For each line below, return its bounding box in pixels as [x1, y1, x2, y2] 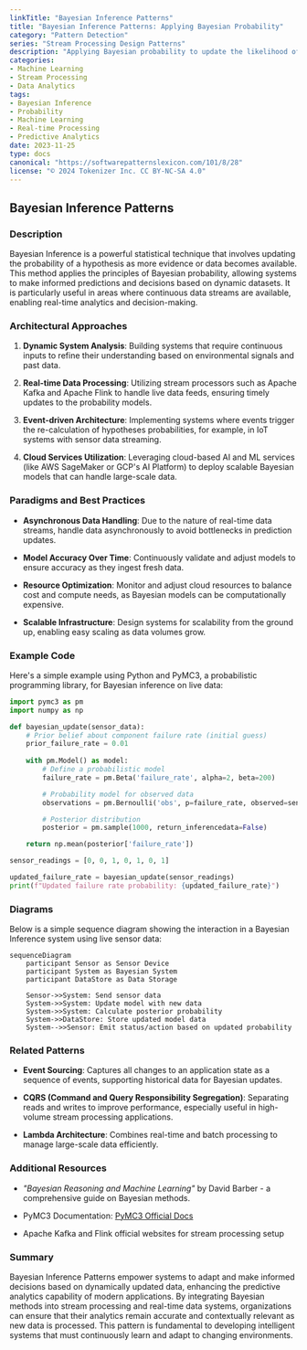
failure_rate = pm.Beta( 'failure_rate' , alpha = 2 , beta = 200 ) [42, 773, 276, 782]
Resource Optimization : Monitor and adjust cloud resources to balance [22, 579, 292, 590]
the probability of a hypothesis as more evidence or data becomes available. [9, 258, 298, 270]
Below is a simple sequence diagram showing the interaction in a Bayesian [9, 924, 290, 935]
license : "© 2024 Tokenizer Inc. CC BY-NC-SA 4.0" [9, 166, 206, 175]
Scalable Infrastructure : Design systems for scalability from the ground [22, 616, 294, 627]
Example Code [9, 649, 76, 662]
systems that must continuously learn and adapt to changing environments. [9, 1330, 294, 1341]
